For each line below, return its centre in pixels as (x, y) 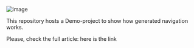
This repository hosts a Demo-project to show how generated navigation (97, 21)
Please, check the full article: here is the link (62, 39)
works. (15, 27)
